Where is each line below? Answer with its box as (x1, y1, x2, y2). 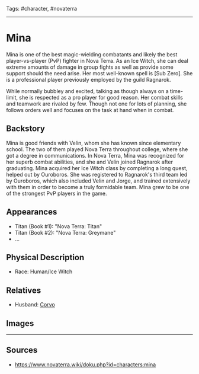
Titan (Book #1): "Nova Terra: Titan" (14, 222, 102, 230)
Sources (6, 345, 38, 355)
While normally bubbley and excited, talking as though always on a (6, 87, 169, 94)
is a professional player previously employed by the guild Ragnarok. (6, 76, 171, 83)
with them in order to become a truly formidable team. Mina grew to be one (6, 183, 190, 190)
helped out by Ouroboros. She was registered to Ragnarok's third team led (6, 171, 188, 178)
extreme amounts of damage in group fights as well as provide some (6, 63, 174, 71)
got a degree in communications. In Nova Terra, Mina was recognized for (6, 152, 185, 159)
